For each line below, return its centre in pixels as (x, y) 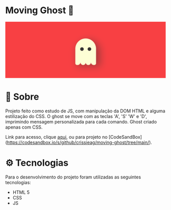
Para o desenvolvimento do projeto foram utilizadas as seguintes (73, 177)
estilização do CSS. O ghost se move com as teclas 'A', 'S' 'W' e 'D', (76, 116)
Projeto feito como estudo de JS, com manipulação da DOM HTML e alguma (85, 111)
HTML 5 (21, 192)
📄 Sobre (22, 97)
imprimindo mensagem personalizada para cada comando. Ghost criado (81, 122)
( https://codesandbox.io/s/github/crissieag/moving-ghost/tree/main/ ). (79, 142)
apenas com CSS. (24, 127)
